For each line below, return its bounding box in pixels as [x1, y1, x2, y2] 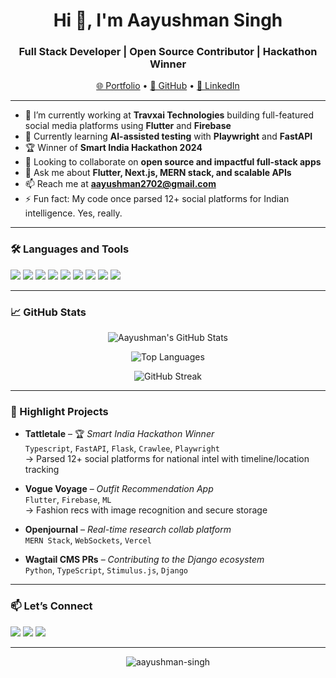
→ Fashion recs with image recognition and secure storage [24, 504, 268, 516]
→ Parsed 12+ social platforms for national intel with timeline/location [24, 453, 310, 465]
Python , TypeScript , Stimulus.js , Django [24, 564, 188, 576]
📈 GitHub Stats [10, 305, 87, 319]
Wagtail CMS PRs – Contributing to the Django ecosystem [24, 554, 265, 566]
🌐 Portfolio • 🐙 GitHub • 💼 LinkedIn [96, 80, 240, 92]
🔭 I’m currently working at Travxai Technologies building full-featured [24, 109, 314, 121]
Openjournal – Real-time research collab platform [24, 524, 232, 536]
